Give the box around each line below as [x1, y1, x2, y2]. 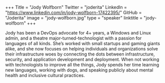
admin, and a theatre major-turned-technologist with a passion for [5, 35, 142, 41]
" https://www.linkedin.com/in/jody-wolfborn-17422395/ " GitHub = [5, 9, 142, 15]
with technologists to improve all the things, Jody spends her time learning [5, 62, 159, 67]
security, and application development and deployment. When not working [5, 56, 159, 62]
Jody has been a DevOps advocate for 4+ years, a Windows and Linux [5, 30, 151, 35]
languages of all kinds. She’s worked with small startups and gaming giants [5, 40, 160, 46]
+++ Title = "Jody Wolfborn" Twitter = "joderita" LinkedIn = [5, 4, 127, 10]
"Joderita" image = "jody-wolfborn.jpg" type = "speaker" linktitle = [5, 15, 143, 20]
